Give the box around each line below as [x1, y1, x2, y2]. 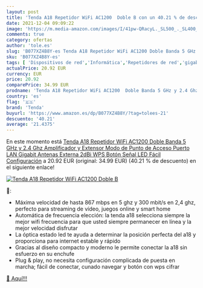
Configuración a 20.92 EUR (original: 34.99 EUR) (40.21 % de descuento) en [6, 157, 196, 165]
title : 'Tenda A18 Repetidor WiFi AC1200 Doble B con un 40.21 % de [6, 15, 185, 21]
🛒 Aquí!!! [6, 275, 28, 282]
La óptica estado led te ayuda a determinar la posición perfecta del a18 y [14, 231, 196, 238]
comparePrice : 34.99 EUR [6, 82, 69, 88]
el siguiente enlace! [6, 164, 55, 171]
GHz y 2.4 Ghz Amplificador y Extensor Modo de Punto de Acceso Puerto [6, 145, 190, 152]
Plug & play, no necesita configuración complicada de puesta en [14, 257, 175, 264]
